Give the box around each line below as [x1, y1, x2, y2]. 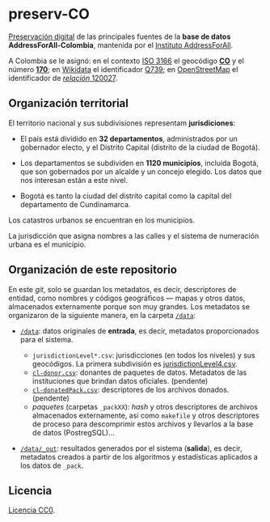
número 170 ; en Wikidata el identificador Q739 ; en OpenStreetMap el [8, 64, 238, 74]
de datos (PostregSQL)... [32, 427, 115, 437]
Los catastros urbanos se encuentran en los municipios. [8, 215, 196, 225]
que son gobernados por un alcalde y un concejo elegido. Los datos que [19, 167, 263, 176]
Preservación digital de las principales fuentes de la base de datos [8, 32, 231, 41]
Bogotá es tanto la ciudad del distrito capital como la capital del [19, 191, 232, 201]
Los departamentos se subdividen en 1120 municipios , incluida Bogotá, [19, 158, 259, 168]
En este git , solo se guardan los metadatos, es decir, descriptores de [8, 284, 237, 294]
